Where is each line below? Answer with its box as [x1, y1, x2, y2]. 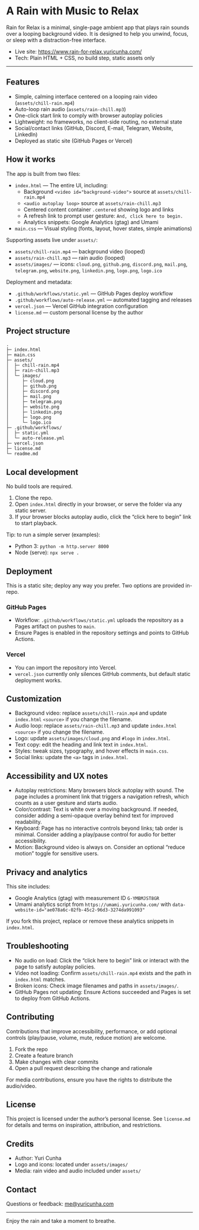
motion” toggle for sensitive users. [14, 850, 99, 857]
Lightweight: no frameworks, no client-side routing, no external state [14, 118, 182, 125]
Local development [6, 467, 79, 477]
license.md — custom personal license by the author [14, 309, 143, 316]
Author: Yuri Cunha [14, 1154, 62, 1162]
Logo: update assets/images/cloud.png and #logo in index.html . [14, 735, 171, 742]
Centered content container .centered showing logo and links [23, 206, 174, 213]
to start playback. [14, 520, 58, 527]
